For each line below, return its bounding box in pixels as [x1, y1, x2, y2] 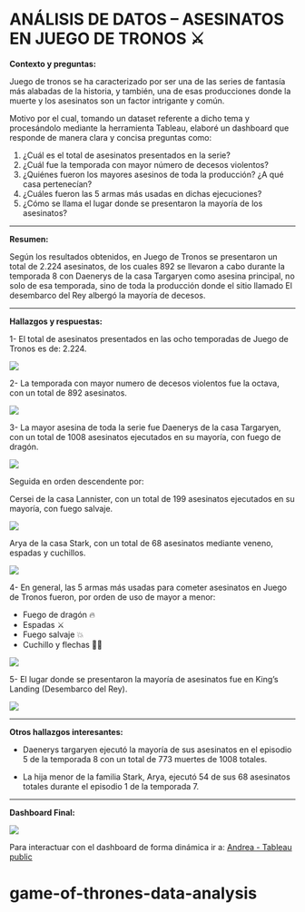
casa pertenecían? [22, 178, 93, 190]
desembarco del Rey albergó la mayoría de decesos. [9, 289, 206, 300]
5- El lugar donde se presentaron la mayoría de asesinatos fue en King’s [9, 673, 279, 684]
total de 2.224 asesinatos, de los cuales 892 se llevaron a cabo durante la [9, 260, 286, 271]
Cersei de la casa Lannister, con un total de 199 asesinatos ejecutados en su [9, 493, 295, 504]
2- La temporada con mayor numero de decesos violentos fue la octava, [9, 378, 280, 388]
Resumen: [9, 233, 49, 244]
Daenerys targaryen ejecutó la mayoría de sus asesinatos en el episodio [22, 744, 292, 755]
